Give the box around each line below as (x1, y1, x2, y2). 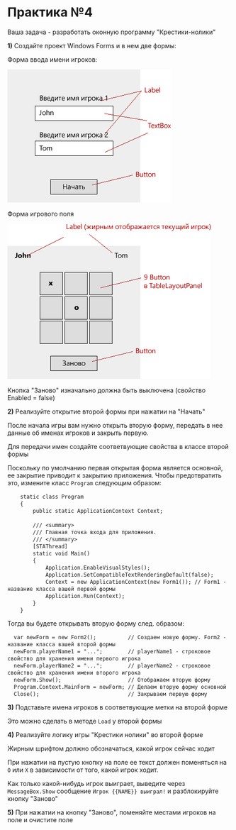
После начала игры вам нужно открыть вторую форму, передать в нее (7, 421, 223, 429)
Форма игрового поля (7, 209, 74, 218)
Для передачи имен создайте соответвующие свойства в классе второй (7, 442, 229, 450)
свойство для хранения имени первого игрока (7, 655, 141, 662)
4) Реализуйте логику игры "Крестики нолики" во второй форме (7, 730, 203, 738)
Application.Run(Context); (45, 592, 125, 599)
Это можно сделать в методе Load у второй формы (7, 716, 162, 725)
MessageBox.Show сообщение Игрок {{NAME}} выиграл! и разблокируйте (7, 787, 219, 795)
